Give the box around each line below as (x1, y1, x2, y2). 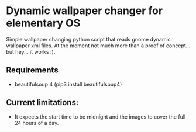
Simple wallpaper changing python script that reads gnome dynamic (6, 36, 171, 43)
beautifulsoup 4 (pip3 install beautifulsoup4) (14, 81, 122, 88)
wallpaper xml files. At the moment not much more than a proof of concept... (6, 42, 191, 49)
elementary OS (6, 16, 81, 30)
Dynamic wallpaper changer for (6, 4, 163, 18)
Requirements (6, 65, 59, 75)
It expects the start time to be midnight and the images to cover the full (14, 113, 186, 120)
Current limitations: (6, 98, 79, 107)
